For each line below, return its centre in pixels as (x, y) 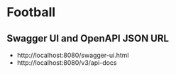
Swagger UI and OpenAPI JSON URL (88, 38)
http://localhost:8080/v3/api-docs (67, 63)
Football (31, 12)
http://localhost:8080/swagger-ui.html (73, 55)
